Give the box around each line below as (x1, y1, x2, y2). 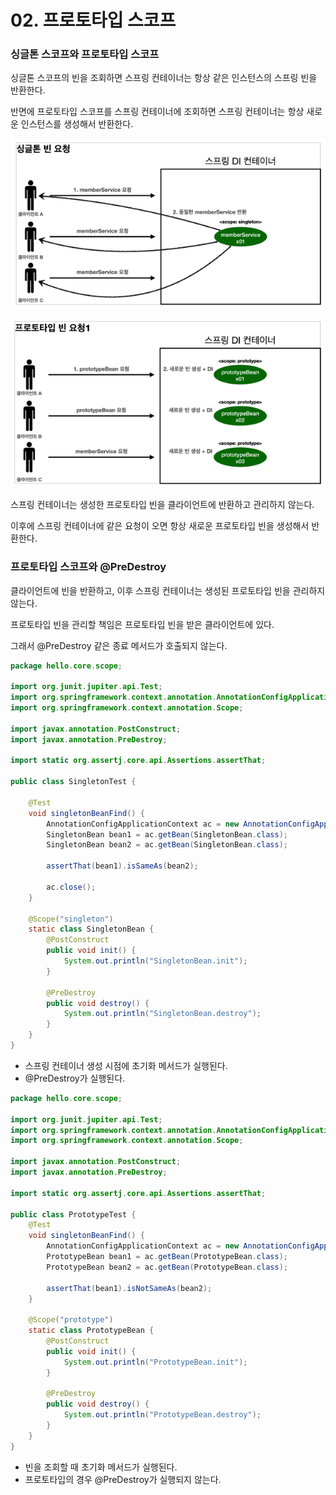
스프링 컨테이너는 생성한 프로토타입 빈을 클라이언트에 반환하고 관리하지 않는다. (10, 499, 315, 511)
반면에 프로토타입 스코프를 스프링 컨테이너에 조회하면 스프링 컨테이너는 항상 (10, 106, 305, 118)
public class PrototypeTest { (10, 1209, 137, 1220)
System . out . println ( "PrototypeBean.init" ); (63, 1357, 248, 1367)
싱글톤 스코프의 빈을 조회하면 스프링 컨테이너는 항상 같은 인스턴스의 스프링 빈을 (10, 72, 318, 84)
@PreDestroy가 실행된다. (24, 1072, 126, 1084)
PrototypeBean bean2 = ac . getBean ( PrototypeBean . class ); (46, 1262, 288, 1272)
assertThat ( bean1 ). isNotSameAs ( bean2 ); (46, 1283, 213, 1293)
